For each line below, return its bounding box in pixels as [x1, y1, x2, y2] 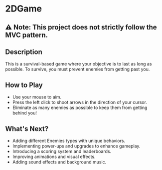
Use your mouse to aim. [12, 94, 61, 100]
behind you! [12, 110, 37, 116]
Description [5, 47, 42, 56]
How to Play [5, 80, 43, 89]
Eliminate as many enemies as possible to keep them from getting [12, 104, 148, 110]
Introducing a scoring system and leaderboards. [12, 148, 111, 154]
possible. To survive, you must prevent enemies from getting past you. [5, 66, 150, 72]
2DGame [5, 3, 42, 14]
